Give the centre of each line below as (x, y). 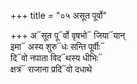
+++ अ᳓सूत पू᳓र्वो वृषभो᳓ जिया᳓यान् (68, 35)
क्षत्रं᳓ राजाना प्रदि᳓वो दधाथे (51, 69)
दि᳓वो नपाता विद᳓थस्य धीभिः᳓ (56, 58)
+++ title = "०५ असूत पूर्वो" (59, 15)
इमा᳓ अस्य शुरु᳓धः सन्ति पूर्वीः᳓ (57, 46)
